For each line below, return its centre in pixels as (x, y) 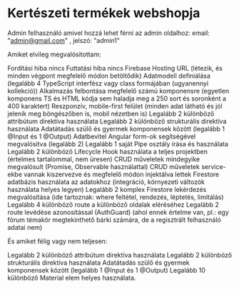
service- (213, 166)
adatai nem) (25, 227)
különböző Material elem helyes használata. (72, 278)
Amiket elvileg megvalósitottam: (54, 54)
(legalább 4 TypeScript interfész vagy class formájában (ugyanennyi (108, 83)
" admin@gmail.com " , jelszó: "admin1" (63, 40)
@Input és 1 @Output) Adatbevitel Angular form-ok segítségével (102, 136)
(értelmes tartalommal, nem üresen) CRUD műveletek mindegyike (104, 159)
